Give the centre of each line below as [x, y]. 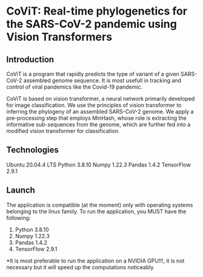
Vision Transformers [59, 37]
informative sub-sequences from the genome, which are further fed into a [98, 125]
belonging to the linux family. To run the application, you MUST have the [96, 211]
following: [18, 217]
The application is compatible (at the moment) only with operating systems [100, 205]
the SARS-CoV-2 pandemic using [92, 24]
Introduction [30, 59]
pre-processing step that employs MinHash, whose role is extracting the [96, 118]
